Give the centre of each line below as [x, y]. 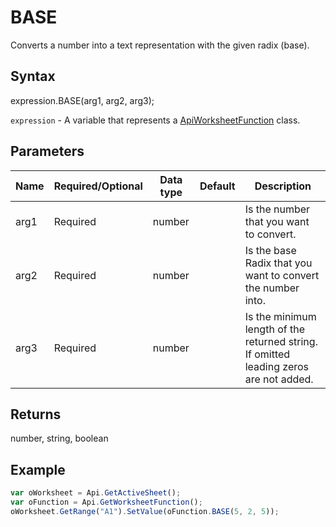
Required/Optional [98, 186]
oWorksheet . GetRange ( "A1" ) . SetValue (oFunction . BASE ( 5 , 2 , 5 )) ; [145, 511]
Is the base [270, 250]
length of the [274, 329]
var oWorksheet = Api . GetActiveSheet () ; [96, 493]
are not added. [279, 379]
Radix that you [278, 263]
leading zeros [277, 366]
